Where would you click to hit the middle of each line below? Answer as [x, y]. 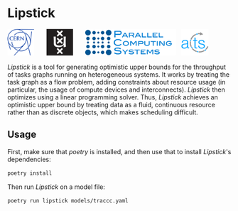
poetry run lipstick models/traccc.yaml [68, 200]
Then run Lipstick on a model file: [56, 187]
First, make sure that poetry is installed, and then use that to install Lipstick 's [119, 151]
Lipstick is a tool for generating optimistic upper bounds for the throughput [117, 67]
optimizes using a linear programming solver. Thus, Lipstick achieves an [113, 97]
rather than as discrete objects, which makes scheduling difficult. [103, 112]
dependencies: [29, 159]
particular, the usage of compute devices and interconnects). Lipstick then [117, 90]
